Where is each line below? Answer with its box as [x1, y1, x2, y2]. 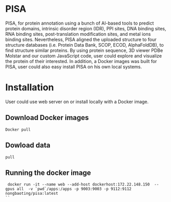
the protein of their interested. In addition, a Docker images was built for [5, 58, 157, 64]
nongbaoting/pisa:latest [5, 191, 58, 196]
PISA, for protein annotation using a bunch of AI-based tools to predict [5, 20, 154, 26]
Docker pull [5, 127, 31, 132]
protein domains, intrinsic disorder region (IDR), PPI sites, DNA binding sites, [5, 25, 166, 31]
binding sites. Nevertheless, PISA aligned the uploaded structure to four [5, 36, 157, 43]
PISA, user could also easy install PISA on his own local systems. [5, 64, 142, 70]
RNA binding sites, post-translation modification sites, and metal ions [5, 31, 151, 37]
